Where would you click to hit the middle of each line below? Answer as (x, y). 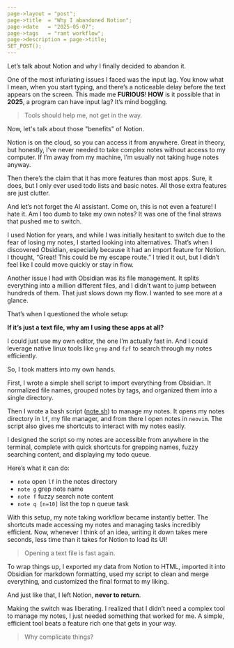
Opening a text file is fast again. (70, 553)
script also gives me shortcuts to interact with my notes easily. (97, 426)
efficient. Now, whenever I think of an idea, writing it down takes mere (107, 532)
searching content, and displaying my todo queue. (79, 454)
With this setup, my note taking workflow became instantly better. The (108, 517)
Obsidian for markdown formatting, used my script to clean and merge (108, 574)
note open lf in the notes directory (67, 481)
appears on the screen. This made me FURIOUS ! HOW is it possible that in (114, 94)
